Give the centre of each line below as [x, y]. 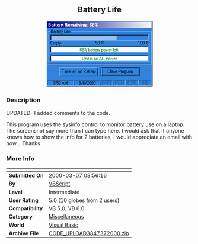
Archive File [24, 233]
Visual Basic [63, 225]
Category [20, 217]
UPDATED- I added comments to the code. [58, 113]
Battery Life [100, 10]
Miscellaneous [66, 217]
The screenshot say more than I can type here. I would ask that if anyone [95, 131]
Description [23, 100]
